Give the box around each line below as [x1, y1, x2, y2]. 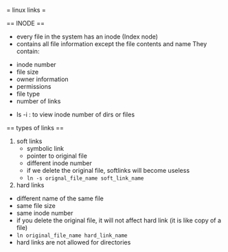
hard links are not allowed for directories [16, 238, 131, 246]
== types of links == [6, 124, 65, 132]
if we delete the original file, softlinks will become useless [26, 167, 190, 174]
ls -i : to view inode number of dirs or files [16, 110, 135, 118]
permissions [16, 83, 52, 90]
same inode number [16, 209, 73, 217]
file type [16, 90, 41, 98]
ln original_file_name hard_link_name [16, 232, 128, 239]
